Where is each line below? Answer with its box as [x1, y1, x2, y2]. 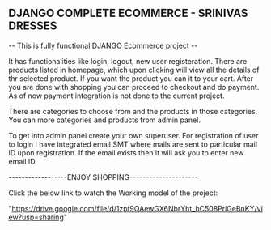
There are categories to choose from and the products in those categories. [8, 106, 258, 116]
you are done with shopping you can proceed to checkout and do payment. [8, 82, 260, 92]
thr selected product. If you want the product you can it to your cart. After [8, 73, 254, 83]
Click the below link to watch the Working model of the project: [8, 188, 218, 198]
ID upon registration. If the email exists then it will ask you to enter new [8, 147, 244, 157]
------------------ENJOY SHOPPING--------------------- [8, 172, 198, 181]
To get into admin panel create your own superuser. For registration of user [8, 130, 259, 140]
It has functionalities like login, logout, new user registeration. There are [8, 56, 248, 66]
